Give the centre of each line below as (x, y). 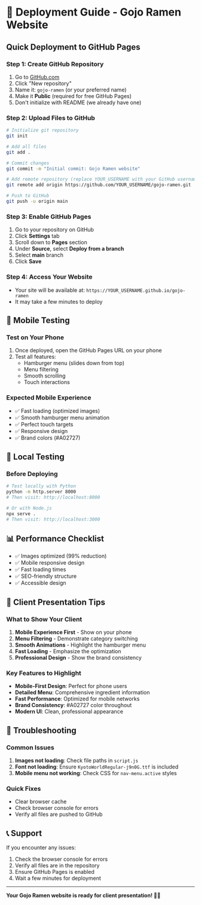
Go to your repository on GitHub (54, 230)
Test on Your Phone (35, 337)
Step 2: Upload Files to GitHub (51, 118)
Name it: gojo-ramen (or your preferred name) (71, 90)
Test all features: (35, 357)
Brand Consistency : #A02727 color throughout (73, 705)
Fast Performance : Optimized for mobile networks (77, 699)
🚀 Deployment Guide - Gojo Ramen (94, 12)
